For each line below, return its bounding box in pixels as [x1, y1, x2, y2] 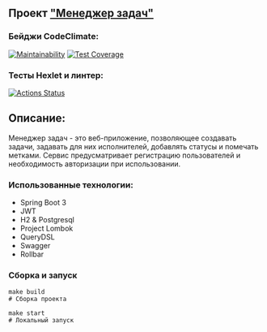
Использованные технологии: [8, 179, 133, 190]
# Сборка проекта [8, 295, 67, 304]
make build [8, 288, 45, 296]
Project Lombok [19, 223, 74, 234]
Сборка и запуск [8, 269, 78, 281]
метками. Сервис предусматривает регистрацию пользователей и [8, 150, 241, 160]
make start [8, 309, 45, 317]
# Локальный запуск [8, 317, 74, 325]
